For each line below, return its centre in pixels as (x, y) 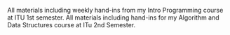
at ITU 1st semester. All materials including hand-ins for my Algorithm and (113, 17)
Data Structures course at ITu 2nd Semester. (72, 25)
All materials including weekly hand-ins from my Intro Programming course (115, 10)
